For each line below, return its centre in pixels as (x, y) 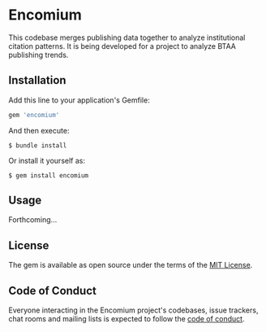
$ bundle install (38, 145)
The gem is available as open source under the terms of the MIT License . (131, 265)
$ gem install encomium (49, 175)
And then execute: (39, 130)
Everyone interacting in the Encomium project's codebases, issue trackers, (133, 310)
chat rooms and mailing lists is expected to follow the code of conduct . (127, 319)
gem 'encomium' (34, 115)
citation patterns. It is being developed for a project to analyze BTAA (122, 46)
